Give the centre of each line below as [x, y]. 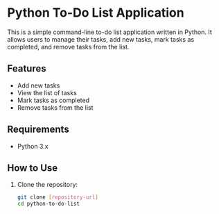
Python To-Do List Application [96, 13]
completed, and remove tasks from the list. [68, 47]
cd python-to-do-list [48, 204]
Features [27, 68]
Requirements [38, 130]
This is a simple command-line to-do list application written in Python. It [110, 32]
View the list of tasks [47, 92]
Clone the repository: [47, 185]
